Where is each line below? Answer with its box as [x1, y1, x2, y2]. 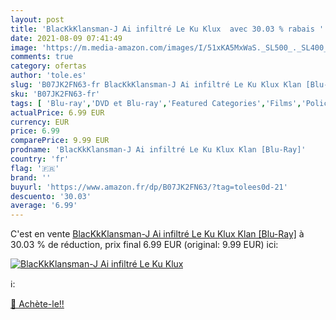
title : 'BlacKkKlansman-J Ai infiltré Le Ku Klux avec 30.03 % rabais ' [10, 24, 325, 34]
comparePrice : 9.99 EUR [10, 136, 110, 146]
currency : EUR [10, 117, 70, 127]
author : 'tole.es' [10, 71, 87, 81]
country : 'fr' [10, 154, 70, 164]
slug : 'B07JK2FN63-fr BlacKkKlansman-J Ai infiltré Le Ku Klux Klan [10, 80, 302, 90]
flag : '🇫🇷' [10, 163, 60, 173]
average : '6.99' [10, 201, 78, 211]
